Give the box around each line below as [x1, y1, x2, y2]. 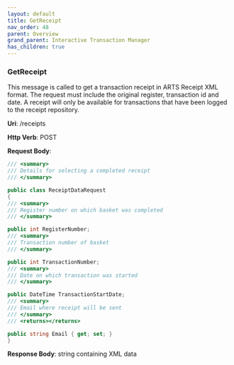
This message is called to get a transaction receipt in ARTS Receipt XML [7, 83, 218, 92]
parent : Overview [7, 30, 59, 38]
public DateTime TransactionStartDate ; [7, 291, 126, 298]
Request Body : [7, 147, 52, 156]
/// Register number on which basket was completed [7, 207, 163, 214]
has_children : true [7, 43, 65, 50]
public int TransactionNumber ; [7, 258, 100, 266]
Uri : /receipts [7, 119, 46, 128]
